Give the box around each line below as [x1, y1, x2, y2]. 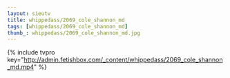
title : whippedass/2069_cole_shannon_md [7, 17, 126, 23]
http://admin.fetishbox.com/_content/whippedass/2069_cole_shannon [23, 56, 223, 64]
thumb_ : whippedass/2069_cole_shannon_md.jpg [7, 29, 140, 37]
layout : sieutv [7, 10, 51, 17]
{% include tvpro [7, 48, 55, 57]
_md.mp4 [7, 63, 35, 71]
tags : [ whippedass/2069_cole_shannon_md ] [7, 23, 128, 30]
